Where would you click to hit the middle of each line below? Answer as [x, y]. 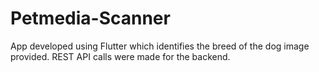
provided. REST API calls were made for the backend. [120, 56]
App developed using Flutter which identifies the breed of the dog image [160, 46]
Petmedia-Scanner [90, 18]
